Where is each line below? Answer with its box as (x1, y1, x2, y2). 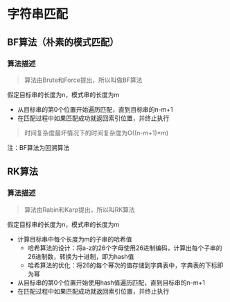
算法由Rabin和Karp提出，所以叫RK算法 (24, 205, 135, 214)
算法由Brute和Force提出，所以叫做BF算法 (24, 76, 143, 84)
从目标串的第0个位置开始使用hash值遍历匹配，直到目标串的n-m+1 (17, 278, 206, 287)
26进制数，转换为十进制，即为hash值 (27, 252, 134, 260)
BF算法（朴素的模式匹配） (7, 36, 119, 48)
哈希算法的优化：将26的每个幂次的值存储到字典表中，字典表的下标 (27, 261, 218, 269)
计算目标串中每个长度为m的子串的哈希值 (17, 235, 133, 243)
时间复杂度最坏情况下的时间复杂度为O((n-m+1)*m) (24, 128, 169, 137)
